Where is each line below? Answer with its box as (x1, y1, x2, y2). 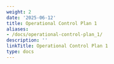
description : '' (6, 37, 48, 43)
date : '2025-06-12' (6, 15, 56, 21)
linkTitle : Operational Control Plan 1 (6, 43, 108, 49)
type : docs (6, 49, 34, 55)
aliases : (6, 26, 29, 32)
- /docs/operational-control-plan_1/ (6, 32, 103, 38)
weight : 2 (6, 9, 32, 15)
